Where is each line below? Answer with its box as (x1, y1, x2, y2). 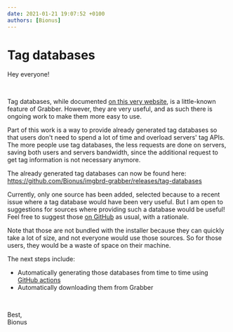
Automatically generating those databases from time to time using (17, 268, 208, 277)
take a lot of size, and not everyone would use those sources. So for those (7, 234, 222, 242)
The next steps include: (7, 255, 75, 263)
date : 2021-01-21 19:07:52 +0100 (7, 10, 105, 18)
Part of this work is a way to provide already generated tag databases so (7, 126, 218, 134)
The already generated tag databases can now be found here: (7, 169, 187, 178)
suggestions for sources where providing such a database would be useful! (7, 205, 225, 214)
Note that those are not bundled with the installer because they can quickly (7, 226, 225, 235)
